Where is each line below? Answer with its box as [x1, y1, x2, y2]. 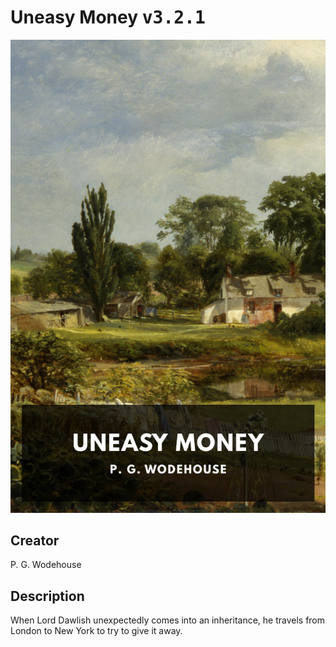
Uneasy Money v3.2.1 [10, 6, 206, 29]
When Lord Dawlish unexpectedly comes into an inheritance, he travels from [10, 614, 326, 626]
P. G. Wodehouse [10, 559, 82, 571]
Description [10, 587, 85, 605]
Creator [10, 532, 60, 550]
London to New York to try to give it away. [10, 625, 183, 637]
